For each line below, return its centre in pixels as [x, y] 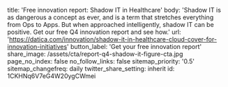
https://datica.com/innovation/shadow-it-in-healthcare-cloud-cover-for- [113, 39]
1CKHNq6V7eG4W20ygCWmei [52, 76]
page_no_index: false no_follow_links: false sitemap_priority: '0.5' [101, 61]
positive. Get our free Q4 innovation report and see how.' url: [94, 32]
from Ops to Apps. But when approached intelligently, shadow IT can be [111, 25]
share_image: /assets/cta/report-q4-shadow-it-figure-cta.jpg [95, 54]
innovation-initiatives [37, 47]
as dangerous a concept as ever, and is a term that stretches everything [111, 17]
